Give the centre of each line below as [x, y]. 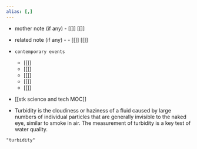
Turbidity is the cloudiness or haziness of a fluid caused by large [93, 110]
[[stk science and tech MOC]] [51, 99]
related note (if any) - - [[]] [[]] [51, 39]
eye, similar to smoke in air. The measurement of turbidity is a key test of [103, 123]
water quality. [31, 129]
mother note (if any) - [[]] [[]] [50, 28]
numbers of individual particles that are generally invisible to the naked [101, 117]
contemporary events [40, 52]
